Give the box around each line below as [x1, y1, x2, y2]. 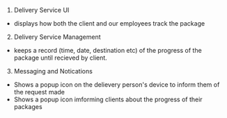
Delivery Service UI [13, 6, 70, 14]
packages [13, 103, 43, 110]
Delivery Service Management [13, 33, 101, 41]
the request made [13, 88, 65, 96]
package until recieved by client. [13, 53, 108, 62]
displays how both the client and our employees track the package [13, 19, 205, 27]
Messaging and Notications [13, 67, 93, 75]
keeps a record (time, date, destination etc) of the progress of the [13, 47, 202, 54]
